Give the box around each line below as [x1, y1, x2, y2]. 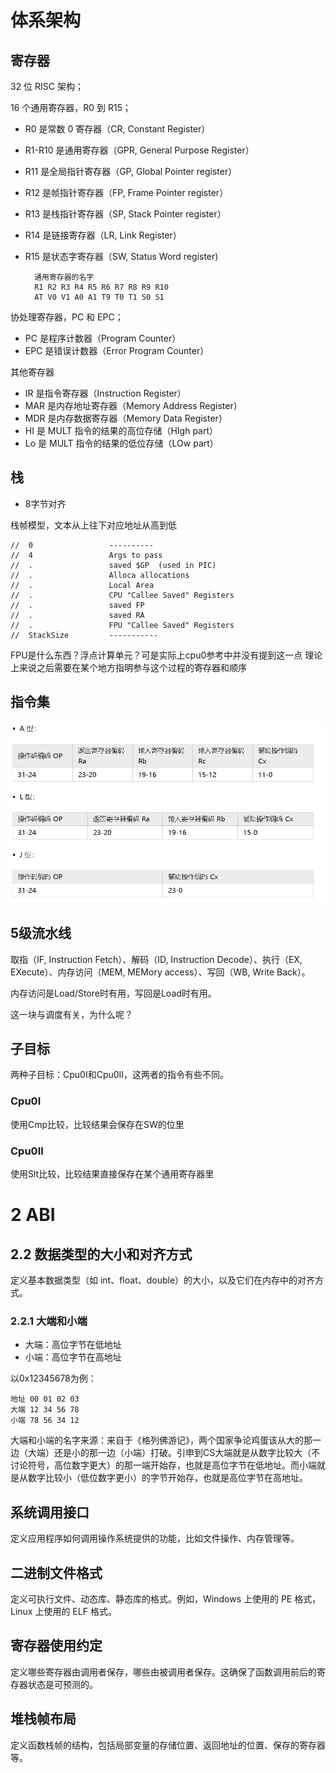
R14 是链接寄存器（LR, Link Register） [24, 229, 182, 241]
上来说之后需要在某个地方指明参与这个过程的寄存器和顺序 [10, 661, 247, 673]
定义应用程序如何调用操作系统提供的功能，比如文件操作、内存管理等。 [10, 1532, 300, 1545]
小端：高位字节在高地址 [24, 1351, 122, 1363]
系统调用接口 [10, 1504, 90, 1521]
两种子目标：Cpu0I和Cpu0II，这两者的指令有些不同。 [10, 1069, 230, 1081]
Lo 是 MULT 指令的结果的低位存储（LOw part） [24, 437, 219, 449]
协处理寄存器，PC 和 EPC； [10, 311, 124, 323]
